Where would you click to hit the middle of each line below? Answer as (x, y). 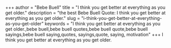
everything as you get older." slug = (43, 18)
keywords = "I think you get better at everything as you (103, 23)
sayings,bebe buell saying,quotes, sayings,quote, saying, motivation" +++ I (84, 34)
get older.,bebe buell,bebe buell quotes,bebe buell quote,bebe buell (77, 29)
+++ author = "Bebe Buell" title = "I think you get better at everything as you (86, 7)
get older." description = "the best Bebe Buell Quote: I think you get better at (86, 13)
